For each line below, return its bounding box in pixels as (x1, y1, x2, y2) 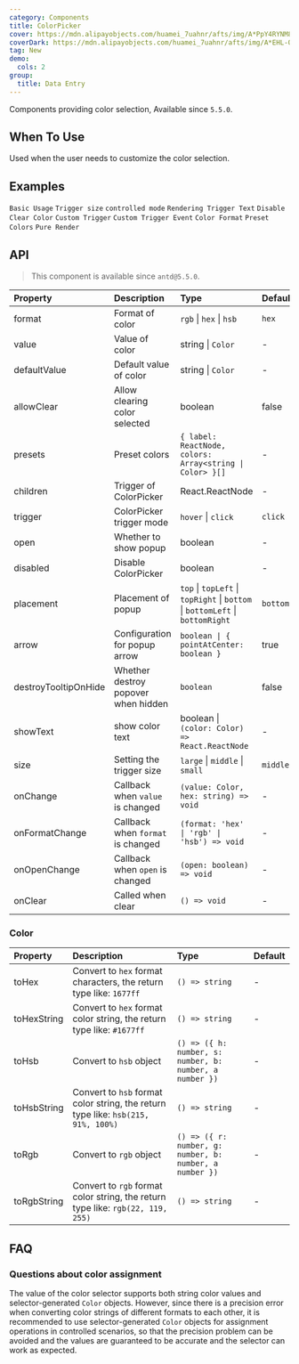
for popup (114, 638, 156, 651)
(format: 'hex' (180, 819, 245, 829)
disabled (13, 562, 50, 574)
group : (9, 71, 34, 80)
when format (114, 827, 167, 840)
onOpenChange (13, 864, 80, 876)
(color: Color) (180, 723, 245, 734)
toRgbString (13, 1195, 64, 1207)
